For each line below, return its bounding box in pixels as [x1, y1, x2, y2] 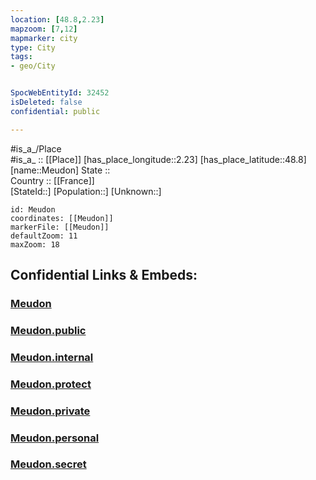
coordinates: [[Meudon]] [10, 213, 114, 223]
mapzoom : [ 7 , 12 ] [10, 24, 78, 34]
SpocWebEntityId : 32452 [10, 88, 110, 98]
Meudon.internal [10, 350, 94, 364]
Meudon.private [10, 404, 91, 418]
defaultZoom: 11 [10, 231, 78, 241]
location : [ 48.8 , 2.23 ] [10, 14, 105, 25]
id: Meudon [10, 204, 56, 215]
